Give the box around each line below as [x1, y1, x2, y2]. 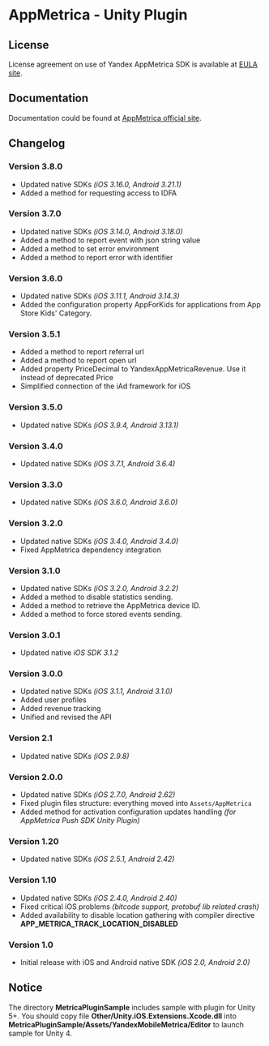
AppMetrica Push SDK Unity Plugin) [19, 816, 140, 825]
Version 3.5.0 [8, 401, 63, 413]
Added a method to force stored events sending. [19, 609, 182, 619]
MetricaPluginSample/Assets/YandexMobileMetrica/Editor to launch [8, 1019, 245, 1029]
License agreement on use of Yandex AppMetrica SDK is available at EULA [8, 59, 258, 69]
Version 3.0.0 [8, 668, 63, 679]
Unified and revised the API [19, 712, 112, 722]
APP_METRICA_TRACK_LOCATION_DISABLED [19, 919, 178, 928]
